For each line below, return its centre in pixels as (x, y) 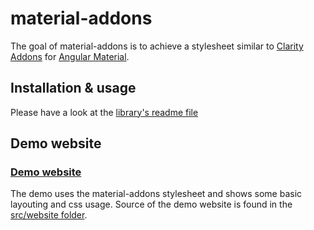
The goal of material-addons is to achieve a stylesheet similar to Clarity (157, 46)
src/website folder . (49, 215)
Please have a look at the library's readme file (104, 112)
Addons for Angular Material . (70, 56)
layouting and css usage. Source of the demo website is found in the (151, 204)
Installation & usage (73, 88)
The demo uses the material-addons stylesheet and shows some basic (156, 194)
